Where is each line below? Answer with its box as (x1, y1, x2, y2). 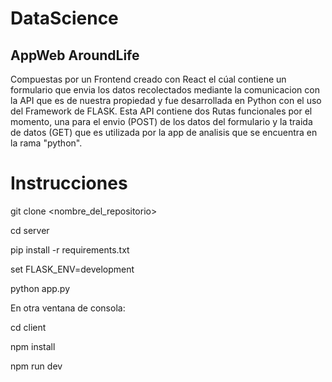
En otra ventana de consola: (10, 302, 126, 314)
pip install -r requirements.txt (10, 243, 130, 256)
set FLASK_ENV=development (10, 263, 135, 275)
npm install (10, 340, 56, 352)
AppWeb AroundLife (10, 47, 140, 64)
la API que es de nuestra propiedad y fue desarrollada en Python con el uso (10, 95, 322, 106)
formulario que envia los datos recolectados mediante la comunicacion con (10, 84, 320, 96)
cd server (10, 224, 50, 236)
